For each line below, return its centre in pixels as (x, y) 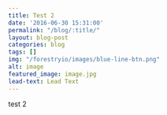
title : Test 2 (32, 15)
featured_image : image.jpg (52, 74)
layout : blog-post (38, 37)
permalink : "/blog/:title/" (54, 30)
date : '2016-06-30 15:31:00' (56, 23)
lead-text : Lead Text (44, 81)
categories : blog (37, 45)
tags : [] (22, 52)
